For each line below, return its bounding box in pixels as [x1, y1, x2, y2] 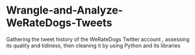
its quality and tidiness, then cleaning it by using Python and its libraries [6, 42, 181, 49]
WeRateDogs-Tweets [6, 16, 112, 30]
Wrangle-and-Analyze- [6, 4, 123, 17]
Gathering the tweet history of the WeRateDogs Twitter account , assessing [6, 35, 190, 43]
